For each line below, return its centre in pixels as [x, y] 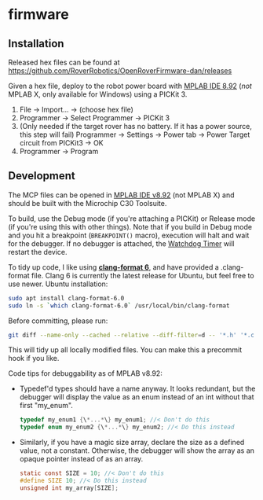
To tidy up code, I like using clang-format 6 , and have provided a [114, 267]
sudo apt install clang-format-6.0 [66, 298]
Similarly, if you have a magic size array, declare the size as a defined [132, 443]
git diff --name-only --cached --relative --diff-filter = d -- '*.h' [122, 335]
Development [42, 176]
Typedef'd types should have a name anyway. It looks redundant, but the [137, 389]
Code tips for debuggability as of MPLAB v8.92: [85, 373]
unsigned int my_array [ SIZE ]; [69, 488]
